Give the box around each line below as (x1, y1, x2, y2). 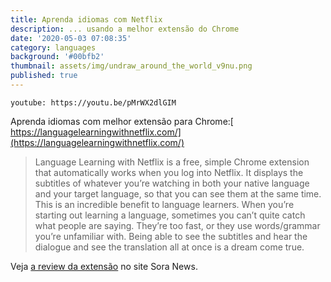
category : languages (10, 42, 97, 53)
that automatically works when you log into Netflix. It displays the (34, 166, 304, 178)
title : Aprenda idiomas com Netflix (10, 14, 163, 25)
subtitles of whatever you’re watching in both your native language (34, 177, 310, 189)
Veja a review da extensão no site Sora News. (10, 260, 198, 272)
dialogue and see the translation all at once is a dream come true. (34, 241, 305, 253)
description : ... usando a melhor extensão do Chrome (10, 24, 240, 34)
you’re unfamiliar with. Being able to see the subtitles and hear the (34, 230, 308, 242)
